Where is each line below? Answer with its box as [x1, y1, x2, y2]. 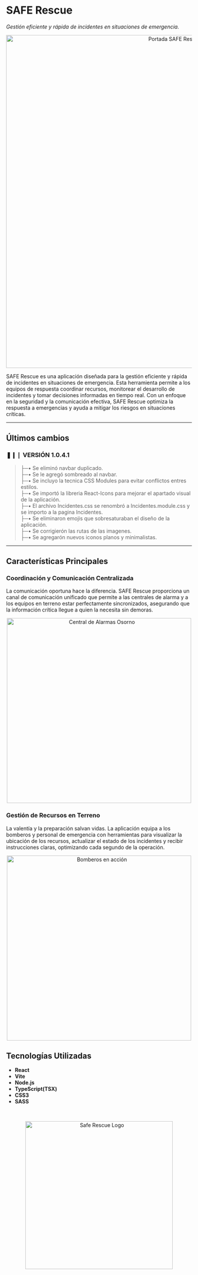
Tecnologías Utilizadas [6, 1051, 92, 1061]
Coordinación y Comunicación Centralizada [6, 574, 134, 582]
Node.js [14, 1079, 35, 1086]
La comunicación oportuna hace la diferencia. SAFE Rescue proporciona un [6, 587, 190, 595]
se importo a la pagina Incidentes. [20, 508, 103, 516]
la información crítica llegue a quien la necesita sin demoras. [6, 606, 153, 613]
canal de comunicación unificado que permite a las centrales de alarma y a [6, 594, 189, 601]
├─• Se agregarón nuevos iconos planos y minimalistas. [20, 533, 157, 540]
